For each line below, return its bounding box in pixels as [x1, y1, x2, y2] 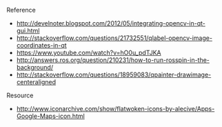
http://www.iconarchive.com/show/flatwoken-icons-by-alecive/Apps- [16, 105, 215, 113]
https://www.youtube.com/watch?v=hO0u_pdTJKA [16, 48, 161, 57]
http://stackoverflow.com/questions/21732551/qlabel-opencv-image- [16, 34, 213, 42]
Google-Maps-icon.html [16, 112, 85, 120]
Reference [6, 6, 36, 14]
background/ [16, 63, 53, 71]
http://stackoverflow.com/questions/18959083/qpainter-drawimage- [16, 70, 212, 79]
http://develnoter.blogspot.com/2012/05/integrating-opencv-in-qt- [16, 19, 206, 27]
